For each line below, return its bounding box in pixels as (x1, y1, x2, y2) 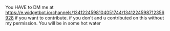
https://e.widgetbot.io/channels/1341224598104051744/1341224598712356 (5, 9, 165, 15)
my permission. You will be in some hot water (5, 20, 101, 26)
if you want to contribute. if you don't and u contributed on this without (14, 15, 164, 20)
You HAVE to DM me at (5, 4, 54, 10)
